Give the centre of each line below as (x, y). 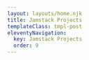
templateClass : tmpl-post (44, 26)
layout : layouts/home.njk (44, 13)
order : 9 (26, 46)
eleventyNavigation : (37, 33)
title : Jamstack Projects (44, 20)
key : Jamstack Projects (48, 39)
